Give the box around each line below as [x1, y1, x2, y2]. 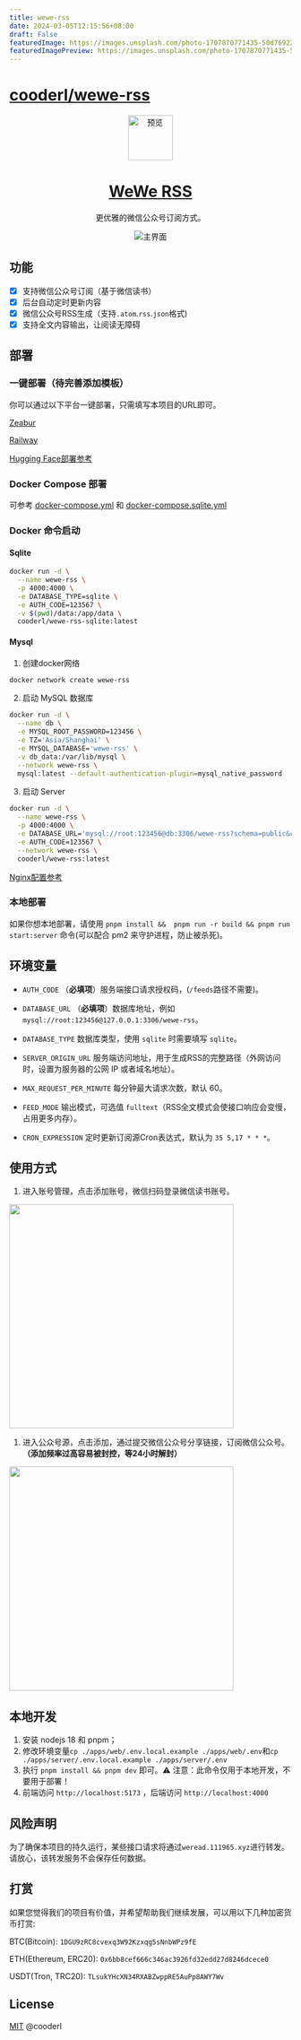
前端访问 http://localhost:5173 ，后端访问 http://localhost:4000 [21, 1787, 269, 1798]
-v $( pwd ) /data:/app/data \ [17, 609, 123, 618]
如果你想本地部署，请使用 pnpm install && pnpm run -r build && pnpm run [9, 918, 291, 929]
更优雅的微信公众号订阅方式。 [95, 213, 206, 222]
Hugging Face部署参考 [9, 453, 92, 464]
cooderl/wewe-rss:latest [17, 854, 110, 864]
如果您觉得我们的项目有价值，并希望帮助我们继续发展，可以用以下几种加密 [9, 1906, 284, 1917]
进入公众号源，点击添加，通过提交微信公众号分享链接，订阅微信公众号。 [21, 1437, 289, 1448]
